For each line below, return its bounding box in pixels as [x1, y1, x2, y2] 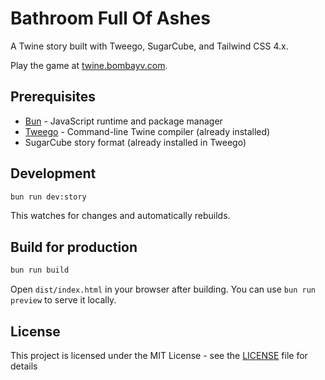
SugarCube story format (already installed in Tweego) [24, 136, 247, 148]
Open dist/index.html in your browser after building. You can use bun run [10, 283, 316, 296]
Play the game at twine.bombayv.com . [10, 59, 168, 71]
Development [10, 165, 97, 182]
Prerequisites [10, 88, 96, 106]
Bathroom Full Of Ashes [10, 7, 211, 30]
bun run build [10, 265, 70, 276]
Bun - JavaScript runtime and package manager [24, 115, 223, 127]
